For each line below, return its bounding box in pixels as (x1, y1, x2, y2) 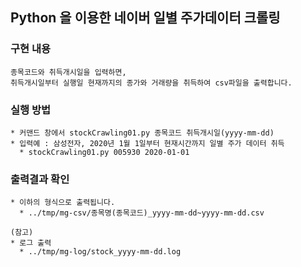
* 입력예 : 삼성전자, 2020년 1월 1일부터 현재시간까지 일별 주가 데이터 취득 (10, 138, 285, 148)
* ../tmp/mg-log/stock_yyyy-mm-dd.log (19, 247, 182, 257)
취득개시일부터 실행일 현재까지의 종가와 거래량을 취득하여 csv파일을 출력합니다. (10, 78, 293, 88)
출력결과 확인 (10, 172, 70, 186)
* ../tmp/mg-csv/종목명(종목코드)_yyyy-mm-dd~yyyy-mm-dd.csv (19, 208, 265, 218)
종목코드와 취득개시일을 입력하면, (10, 67, 127, 77)
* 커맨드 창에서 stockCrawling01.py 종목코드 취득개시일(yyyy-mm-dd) (10, 128, 275, 138)
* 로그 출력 (10, 238, 52, 248)
